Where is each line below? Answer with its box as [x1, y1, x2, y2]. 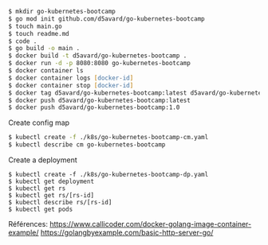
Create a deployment [8, 155, 77, 165]
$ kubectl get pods [8, 205, 73, 213]
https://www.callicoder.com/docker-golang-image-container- [49, 220, 252, 228]
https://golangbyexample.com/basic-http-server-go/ [40, 227, 214, 237]
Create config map [8, 118, 70, 127]
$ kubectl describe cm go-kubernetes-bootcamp [8, 141, 166, 149]
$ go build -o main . [8, 45, 81, 52]
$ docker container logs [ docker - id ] [8, 74, 134, 82]
